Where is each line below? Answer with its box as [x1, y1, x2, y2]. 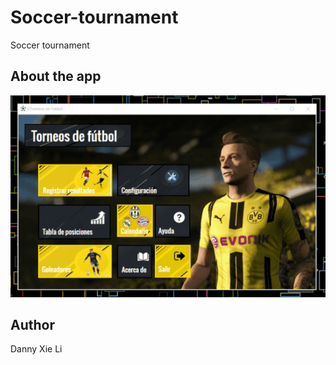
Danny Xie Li [10, 343, 63, 355]
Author [10, 316, 55, 333]
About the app [10, 68, 102, 85]
